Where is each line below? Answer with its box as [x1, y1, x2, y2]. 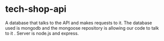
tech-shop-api [5, 3, 67, 15]
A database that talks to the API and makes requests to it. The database [5, 20, 152, 26]
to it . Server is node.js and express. [5, 30, 79, 36]
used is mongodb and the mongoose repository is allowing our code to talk [5, 25, 159, 31]
